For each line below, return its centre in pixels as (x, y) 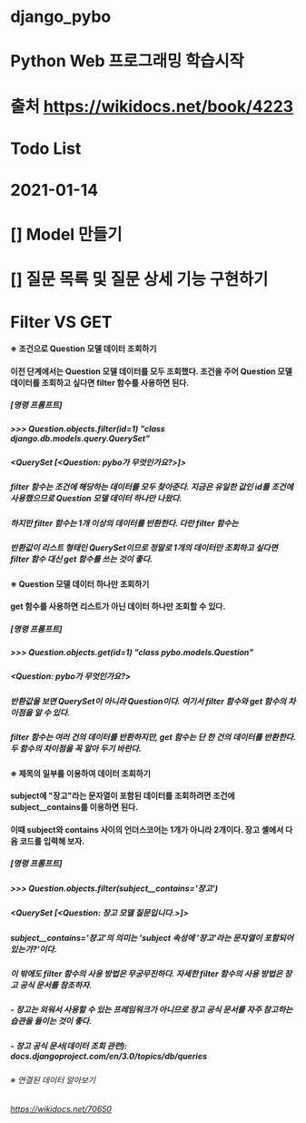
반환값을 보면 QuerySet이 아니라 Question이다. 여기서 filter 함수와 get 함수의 (148, 701)
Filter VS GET (61, 322)
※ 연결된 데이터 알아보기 (53, 1080)
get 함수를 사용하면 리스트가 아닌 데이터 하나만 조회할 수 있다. (118, 606)
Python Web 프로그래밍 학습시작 (127, 61)
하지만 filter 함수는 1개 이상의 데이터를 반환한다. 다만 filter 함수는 (124, 523)
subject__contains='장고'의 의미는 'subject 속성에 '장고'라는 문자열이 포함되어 (152, 937)
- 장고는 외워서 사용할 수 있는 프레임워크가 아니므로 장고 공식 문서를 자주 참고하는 (152, 1010)
